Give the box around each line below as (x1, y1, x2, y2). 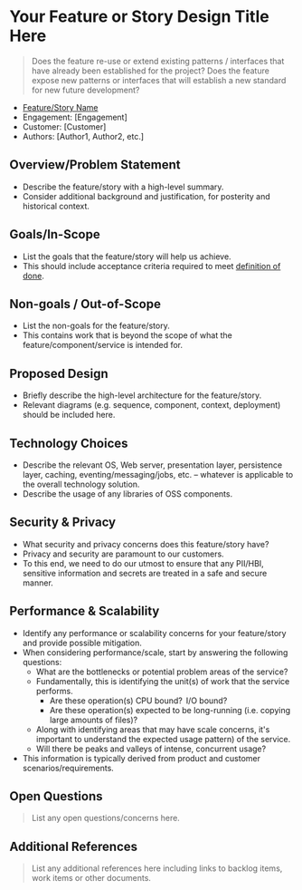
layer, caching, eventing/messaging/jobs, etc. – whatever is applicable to (22, 469, 294, 479)
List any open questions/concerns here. (31, 813, 181, 824)
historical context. (22, 200, 90, 211)
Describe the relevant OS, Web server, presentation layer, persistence (22, 460, 283, 470)
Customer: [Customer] (22, 121, 107, 132)
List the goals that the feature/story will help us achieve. (22, 251, 232, 262)
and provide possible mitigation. (22, 637, 143, 648)
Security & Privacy (9, 515, 117, 530)
